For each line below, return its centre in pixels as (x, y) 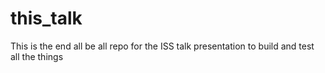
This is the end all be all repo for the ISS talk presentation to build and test (162, 46)
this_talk (46, 18)
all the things (37, 56)
